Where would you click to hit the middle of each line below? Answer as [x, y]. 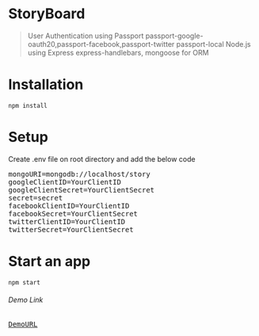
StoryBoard [47, 14]
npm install [28, 105]
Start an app [50, 262]
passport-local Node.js [213, 44]
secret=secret [36, 198]
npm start [25, 282]
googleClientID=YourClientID [65, 182]
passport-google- [174, 36]
